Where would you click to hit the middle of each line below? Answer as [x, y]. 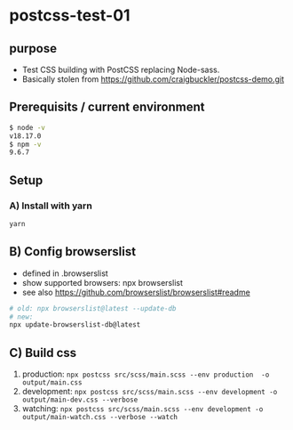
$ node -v [28, 127]
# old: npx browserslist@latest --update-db [93, 308]
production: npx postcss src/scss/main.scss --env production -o [146, 374]
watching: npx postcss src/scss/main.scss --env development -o [143, 409]
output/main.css [52, 383]
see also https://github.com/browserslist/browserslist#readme [136, 292]
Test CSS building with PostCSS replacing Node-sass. [121, 69]
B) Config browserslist [72, 252]
